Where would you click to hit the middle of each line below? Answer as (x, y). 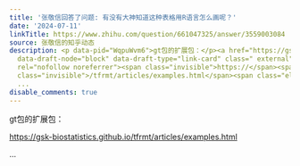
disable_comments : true (54, 92)
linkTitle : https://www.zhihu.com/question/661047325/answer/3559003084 (147, 34)
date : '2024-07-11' (46, 26)
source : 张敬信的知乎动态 (52, 42)
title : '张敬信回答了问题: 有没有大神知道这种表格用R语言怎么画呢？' (123, 17)
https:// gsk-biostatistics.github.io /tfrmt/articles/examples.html (124, 137)
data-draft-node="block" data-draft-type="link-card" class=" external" (155, 59)
